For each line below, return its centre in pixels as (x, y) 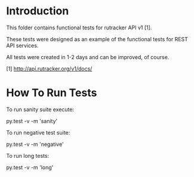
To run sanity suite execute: (40, 109)
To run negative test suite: (38, 132)
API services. (22, 45)
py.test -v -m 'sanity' (32, 121)
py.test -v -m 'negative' (35, 144)
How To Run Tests (52, 93)
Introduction (38, 11)
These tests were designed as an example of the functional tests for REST (97, 39)
